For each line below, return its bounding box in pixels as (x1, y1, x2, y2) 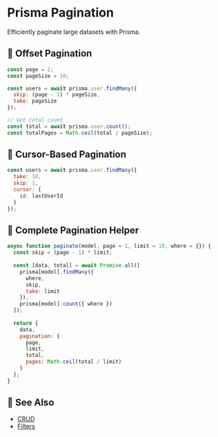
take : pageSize (13, 98, 57, 105)
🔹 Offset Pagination (7, 48, 92, 59)
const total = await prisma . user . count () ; (7, 123, 131, 130)
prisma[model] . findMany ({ (19, 268, 95, 275)
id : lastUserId (19, 192, 63, 200)
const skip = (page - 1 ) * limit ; (13, 249, 112, 256)
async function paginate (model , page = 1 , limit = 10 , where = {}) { (7, 243, 212, 250)
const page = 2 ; (7, 66, 54, 73)
